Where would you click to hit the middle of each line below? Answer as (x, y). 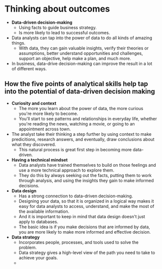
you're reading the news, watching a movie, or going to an (77, 124)
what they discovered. (34, 144)
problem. (28, 247)
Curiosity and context (34, 103)
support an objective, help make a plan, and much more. (75, 58)
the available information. (44, 211)
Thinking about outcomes (57, 9)
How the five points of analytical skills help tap (76, 84)
